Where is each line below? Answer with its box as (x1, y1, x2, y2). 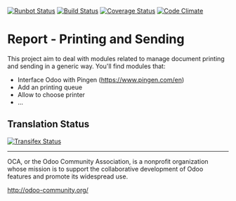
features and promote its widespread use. (7, 172, 129, 181)
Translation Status (7, 118, 90, 130)
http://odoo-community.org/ (7, 186, 89, 194)
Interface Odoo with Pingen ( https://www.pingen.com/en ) (17, 75, 185, 84)
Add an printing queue (17, 83, 83, 91)
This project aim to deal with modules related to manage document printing (7, 54, 225, 63)
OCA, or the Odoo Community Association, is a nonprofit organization (7, 157, 209, 165)
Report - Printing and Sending (7, 32, 185, 47)
